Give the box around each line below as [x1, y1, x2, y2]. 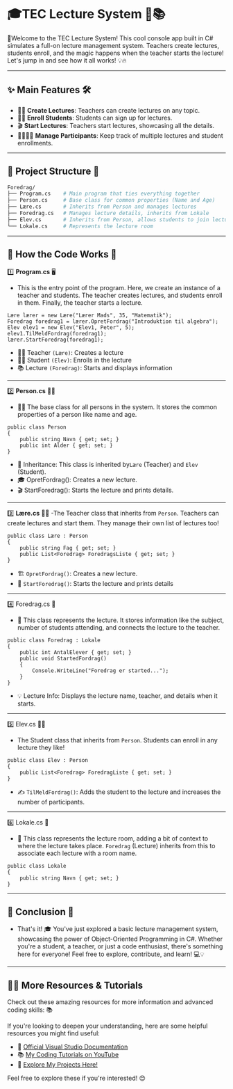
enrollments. [17, 138, 53, 147]
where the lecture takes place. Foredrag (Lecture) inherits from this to [17, 841, 216, 850]
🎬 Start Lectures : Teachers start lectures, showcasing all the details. [17, 121, 215, 129]
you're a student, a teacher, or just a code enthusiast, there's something [17, 942, 223, 951]
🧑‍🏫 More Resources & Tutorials [7, 979, 144, 991]
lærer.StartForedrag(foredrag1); [7, 336, 104, 343]
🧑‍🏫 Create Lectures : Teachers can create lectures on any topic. [17, 106, 200, 114]
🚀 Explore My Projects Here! [17, 1060, 98, 1069]
